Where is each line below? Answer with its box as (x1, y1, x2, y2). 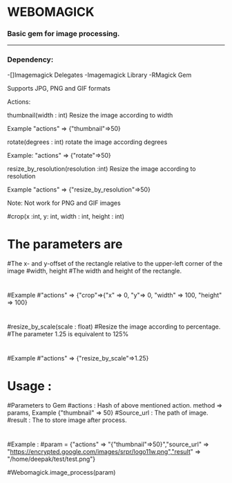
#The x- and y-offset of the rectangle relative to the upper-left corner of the (7, 259, 223, 267)
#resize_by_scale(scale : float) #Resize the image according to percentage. (7, 322, 221, 331)
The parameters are (7, 236, 123, 252)
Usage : (7, 379, 52, 394)
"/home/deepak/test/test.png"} (7, 455, 96, 464)
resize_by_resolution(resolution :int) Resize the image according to (7, 164, 196, 173)
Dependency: (7, 55, 54, 64)
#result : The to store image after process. (7, 416, 127, 424)
